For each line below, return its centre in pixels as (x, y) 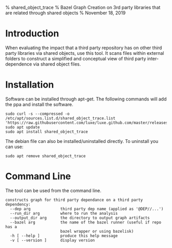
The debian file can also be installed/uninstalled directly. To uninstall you (82, 141)
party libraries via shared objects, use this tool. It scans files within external (85, 53)
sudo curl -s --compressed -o (38, 114)
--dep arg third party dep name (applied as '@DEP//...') (87, 209)
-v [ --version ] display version (52, 240)
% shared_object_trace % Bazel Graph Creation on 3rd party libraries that (83, 7)
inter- (153, 58)
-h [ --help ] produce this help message (64, 236)
